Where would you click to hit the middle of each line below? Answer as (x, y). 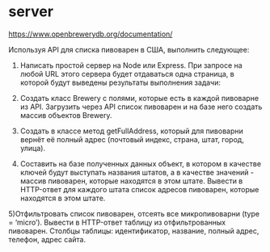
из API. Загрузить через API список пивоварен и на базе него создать (141, 107)
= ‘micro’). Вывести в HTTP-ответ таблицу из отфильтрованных (117, 222)
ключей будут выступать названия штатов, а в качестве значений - (137, 172)
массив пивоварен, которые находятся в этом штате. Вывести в (131, 181)
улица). (33, 148)
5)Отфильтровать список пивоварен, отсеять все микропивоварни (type (134, 213)
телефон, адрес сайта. (47, 239)
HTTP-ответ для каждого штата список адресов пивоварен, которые (139, 189)
